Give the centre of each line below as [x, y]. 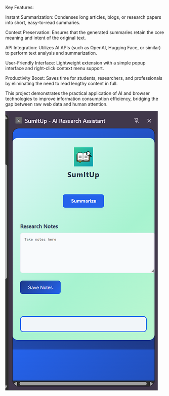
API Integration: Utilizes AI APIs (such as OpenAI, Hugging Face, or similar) [83, 47]
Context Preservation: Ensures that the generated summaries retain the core [85, 32]
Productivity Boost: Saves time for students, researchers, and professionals [84, 78]
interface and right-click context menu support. [55, 68]
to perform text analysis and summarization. [51, 53]
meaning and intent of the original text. [46, 38]
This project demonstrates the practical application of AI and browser [78, 93]
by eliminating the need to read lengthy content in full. [61, 84]
